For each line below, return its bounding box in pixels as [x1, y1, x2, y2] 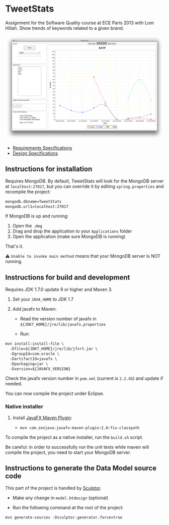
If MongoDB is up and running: [5, 213, 69, 219]
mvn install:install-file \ [5, 341, 64, 346]
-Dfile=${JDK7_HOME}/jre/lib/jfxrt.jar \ [10, 346, 98, 352]
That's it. [5, 243, 24, 250]
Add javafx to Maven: [12, 306, 57, 312]
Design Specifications [12, 150, 58, 156]
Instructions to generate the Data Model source [5, 463, 157, 472]
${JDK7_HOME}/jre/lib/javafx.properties [20, 322, 106, 327]
